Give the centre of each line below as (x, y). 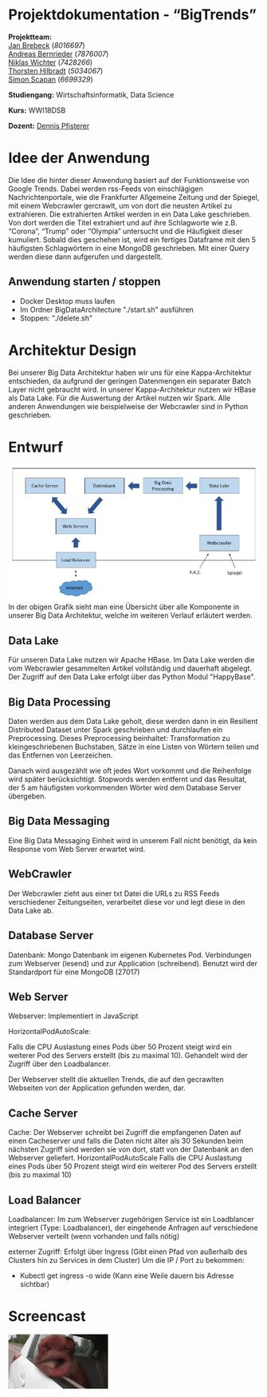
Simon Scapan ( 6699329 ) (51, 79)
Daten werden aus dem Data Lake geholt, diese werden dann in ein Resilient (133, 722)
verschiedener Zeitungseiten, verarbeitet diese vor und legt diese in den (127, 901)
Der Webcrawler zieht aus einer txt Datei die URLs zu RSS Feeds (114, 894)
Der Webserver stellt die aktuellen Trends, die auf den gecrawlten (116, 1080)
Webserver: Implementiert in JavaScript (73, 1016)
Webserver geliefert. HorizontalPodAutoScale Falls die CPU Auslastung (125, 1158)
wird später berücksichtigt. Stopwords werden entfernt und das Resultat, (128, 779)
